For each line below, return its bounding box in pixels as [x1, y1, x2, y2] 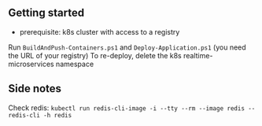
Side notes [8, 82, 61, 95]
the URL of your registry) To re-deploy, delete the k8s [8, 50, 183, 60]
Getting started [8, 6, 85, 20]
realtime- [183, 50, 213, 60]
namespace [55, 59, 94, 69]
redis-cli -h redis [8, 111, 72, 119]
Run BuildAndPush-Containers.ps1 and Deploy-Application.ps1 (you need [8, 43, 246, 52]
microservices [8, 59, 54, 69]
